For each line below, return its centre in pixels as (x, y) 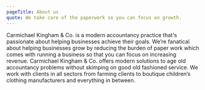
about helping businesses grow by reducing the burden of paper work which (103, 48)
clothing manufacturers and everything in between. (71, 80)
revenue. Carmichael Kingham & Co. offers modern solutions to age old (96, 61)
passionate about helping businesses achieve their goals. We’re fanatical (98, 41)
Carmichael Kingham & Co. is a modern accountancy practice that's (92, 35)
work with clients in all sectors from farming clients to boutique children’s (99, 74)
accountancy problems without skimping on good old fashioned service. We (102, 67)
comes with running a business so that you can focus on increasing (91, 54)
